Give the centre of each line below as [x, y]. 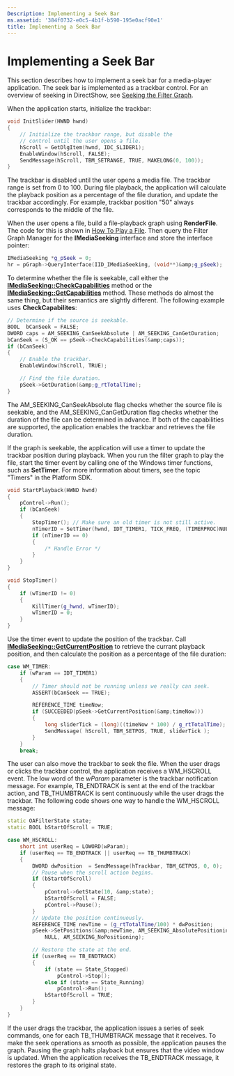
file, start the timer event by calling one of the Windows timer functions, [110, 462]
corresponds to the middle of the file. [61, 210]
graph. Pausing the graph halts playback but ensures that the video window [116, 1050]
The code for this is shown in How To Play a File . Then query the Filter [108, 231]
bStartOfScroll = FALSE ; [80, 899]
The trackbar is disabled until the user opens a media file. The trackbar [109, 180]
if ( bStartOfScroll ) [62, 879]
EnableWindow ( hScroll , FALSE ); [65, 154]
